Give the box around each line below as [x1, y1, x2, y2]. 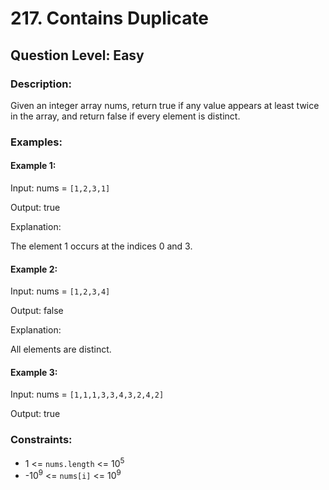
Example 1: [10, 160, 57, 172]
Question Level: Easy [10, 47, 145, 64]
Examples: [10, 135, 63, 149]
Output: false [10, 305, 64, 317]
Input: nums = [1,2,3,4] [10, 285, 111, 297]
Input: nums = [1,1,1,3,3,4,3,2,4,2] [10, 388, 165, 401]
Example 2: [10, 263, 58, 275]
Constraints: [10, 433, 73, 447]
